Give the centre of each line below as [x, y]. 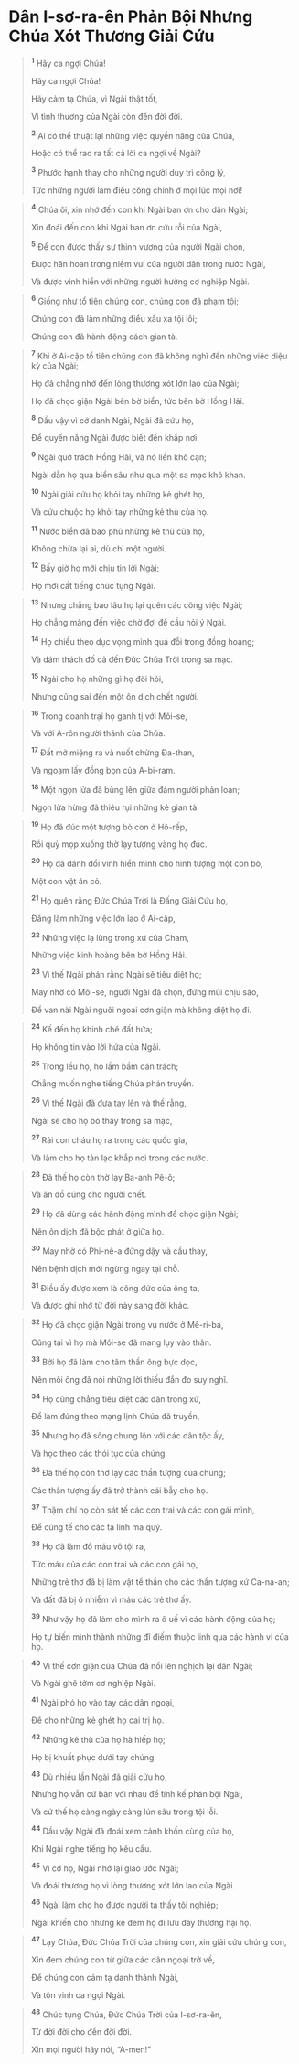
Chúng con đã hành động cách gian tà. [104, 337]
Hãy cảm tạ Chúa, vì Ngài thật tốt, [95, 99]
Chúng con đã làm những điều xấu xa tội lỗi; [114, 318]
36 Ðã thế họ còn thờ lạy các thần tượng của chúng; [128, 1471]
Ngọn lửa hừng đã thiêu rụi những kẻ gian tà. [115, 807]
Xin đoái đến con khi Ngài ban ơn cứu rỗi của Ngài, [127, 227]
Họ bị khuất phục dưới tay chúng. [94, 1757]
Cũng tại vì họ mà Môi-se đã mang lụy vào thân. [121, 1342]
